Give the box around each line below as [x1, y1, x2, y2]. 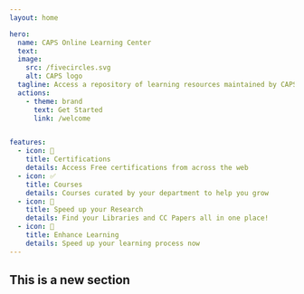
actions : [17, 88, 51, 98]
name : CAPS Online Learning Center [17, 38, 152, 47]
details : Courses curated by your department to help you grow [25, 188, 270, 197]
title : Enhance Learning [25, 231, 119, 240]
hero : [9, 29, 30, 39]
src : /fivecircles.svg [25, 63, 111, 72]
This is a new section [9, 272, 131, 288]
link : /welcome [33, 114, 91, 123]
